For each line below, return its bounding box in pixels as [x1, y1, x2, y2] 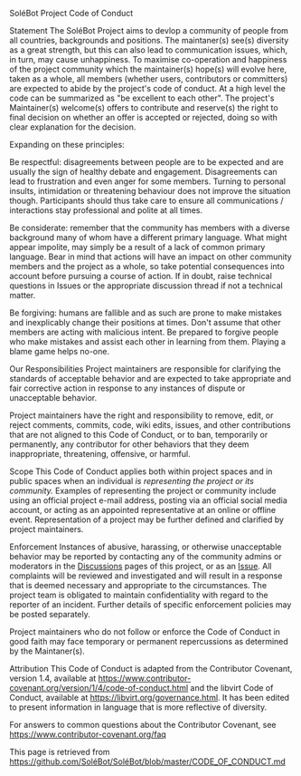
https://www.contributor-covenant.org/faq [9, 729, 167, 740]
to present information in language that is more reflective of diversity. [9, 702, 268, 713]
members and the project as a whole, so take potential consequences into [9, 261, 285, 271]
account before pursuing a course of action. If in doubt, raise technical [9, 271, 273, 281]
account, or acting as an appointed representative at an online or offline [9, 505, 277, 515]
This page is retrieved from [9, 747, 110, 757]
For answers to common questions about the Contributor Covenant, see [9, 720, 277, 730]
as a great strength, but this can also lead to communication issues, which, [9, 44, 287, 55]
